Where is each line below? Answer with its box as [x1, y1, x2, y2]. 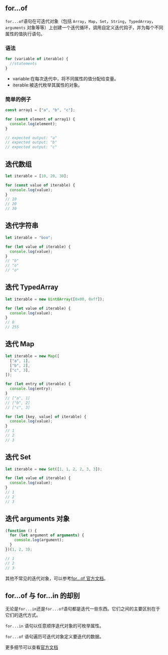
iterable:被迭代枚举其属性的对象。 [12, 82, 83, 88]
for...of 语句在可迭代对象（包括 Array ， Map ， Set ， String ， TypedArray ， [5, 18, 156, 24]
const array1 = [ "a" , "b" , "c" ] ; [5, 108, 75, 113]
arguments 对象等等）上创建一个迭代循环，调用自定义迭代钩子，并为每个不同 [5, 24, 163, 30]
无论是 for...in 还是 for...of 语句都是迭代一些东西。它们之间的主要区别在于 [5, 606, 160, 612]
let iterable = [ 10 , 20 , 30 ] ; [5, 173, 69, 178]
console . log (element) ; [10, 121, 57, 126]
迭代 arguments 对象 [5, 514, 70, 523]
